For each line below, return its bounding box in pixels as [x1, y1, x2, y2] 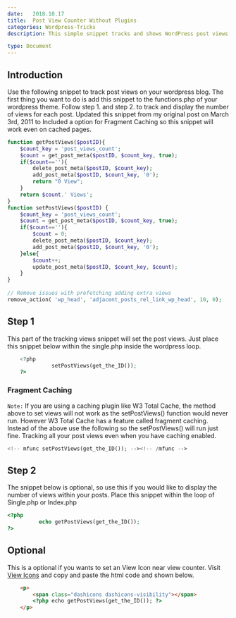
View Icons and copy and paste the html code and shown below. [7, 571, 194, 579]
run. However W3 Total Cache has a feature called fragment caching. [7, 416, 209, 425]
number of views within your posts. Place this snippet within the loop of [7, 491, 215, 499]
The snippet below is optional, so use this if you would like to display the [7, 483, 217, 492]
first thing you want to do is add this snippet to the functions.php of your [7, 95, 218, 103]
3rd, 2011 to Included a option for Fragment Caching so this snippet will [7, 117, 213, 126]
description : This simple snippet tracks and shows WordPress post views [7, 30, 229, 37]
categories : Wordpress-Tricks [7, 23, 97, 30]
